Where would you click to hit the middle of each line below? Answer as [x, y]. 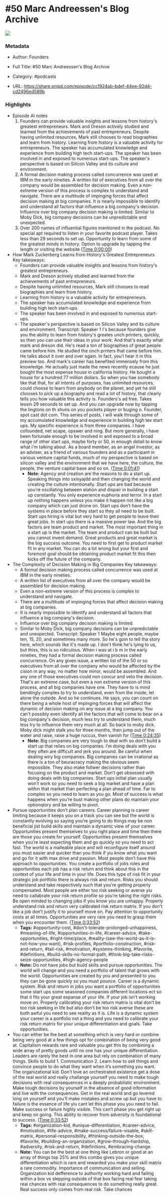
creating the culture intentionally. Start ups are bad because [89, 484]
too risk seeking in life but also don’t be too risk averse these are [87, 1007]
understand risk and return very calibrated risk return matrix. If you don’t [88, 906]
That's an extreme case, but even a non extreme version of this [85, 682]
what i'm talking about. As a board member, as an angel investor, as [90, 447]
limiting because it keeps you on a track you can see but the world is [83, 815]
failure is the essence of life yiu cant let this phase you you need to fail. [86, 1103]
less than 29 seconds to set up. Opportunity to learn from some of [88, 238]
